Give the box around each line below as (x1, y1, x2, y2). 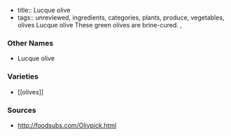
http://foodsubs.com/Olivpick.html (17, 121, 117, 129)
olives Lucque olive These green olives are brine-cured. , (17, 21, 182, 29)
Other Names (7, 38, 54, 48)
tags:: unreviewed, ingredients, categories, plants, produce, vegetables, (17, 13, 225, 22)
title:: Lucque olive (17, 6, 71, 14)
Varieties (7, 72, 38, 81)
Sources (7, 105, 36, 115)
